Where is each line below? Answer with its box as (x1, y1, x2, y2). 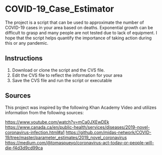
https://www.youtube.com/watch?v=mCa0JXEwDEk (5, 119, 110, 125)
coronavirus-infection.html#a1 (5, 129, 65, 135)
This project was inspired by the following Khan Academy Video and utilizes (5, 104, 157, 110)
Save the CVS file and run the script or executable (12, 77, 113, 83)
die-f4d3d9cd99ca (5, 145, 43, 151)
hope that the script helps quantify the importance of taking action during (5, 35, 152, 41)
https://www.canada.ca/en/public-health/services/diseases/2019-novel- (5, 124, 150, 130)
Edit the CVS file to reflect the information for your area (12, 72, 123, 78)
